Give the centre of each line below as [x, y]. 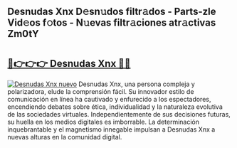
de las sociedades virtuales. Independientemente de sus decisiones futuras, [119, 114]
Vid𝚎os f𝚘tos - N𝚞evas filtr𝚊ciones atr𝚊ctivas [112, 23]
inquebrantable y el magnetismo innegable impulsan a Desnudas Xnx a [111, 129]
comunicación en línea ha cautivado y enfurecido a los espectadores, [109, 99]
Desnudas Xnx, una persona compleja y [137, 84]
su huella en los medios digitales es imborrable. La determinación [104, 122]
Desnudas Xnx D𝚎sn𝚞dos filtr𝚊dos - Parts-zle [112, 12]
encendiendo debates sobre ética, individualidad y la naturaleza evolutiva [115, 107]
